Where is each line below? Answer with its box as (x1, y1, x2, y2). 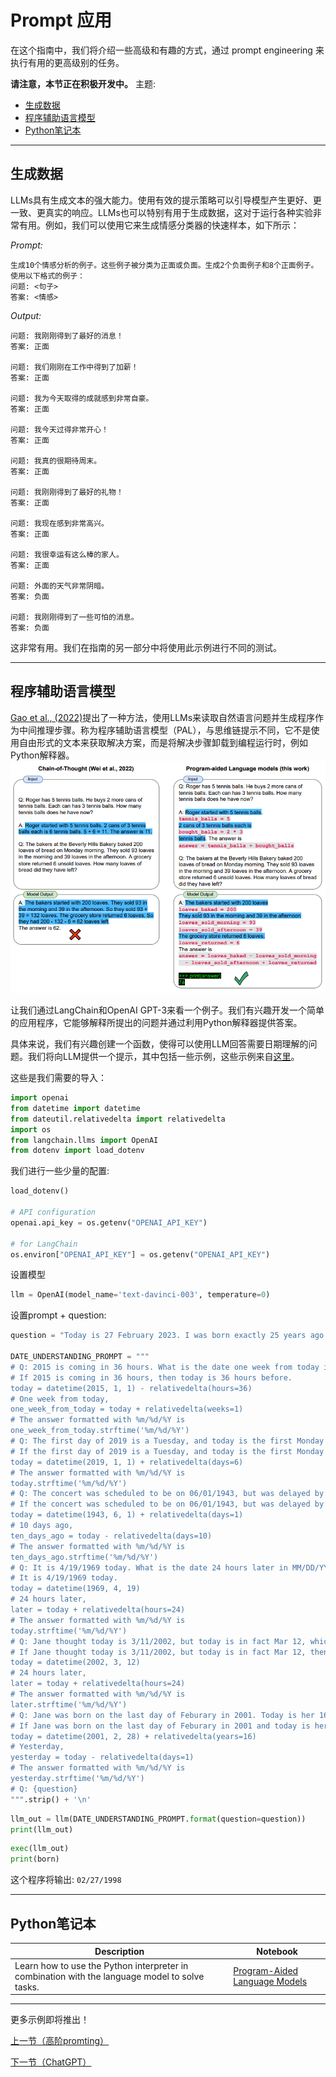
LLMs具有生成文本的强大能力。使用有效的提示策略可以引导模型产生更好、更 (10, 194, 322, 206)
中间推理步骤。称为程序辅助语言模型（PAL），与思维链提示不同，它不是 (18, 724, 312, 736)
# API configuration (10, 1207, 97, 1218)
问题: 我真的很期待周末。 (10, 456, 102, 466)
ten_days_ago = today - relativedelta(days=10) (10, 1531, 213, 1541)
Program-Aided (233, 1965, 299, 1977)
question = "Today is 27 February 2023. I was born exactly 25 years (10, 1331, 307, 1341)
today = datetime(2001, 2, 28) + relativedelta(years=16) (10, 1731, 257, 1741)
